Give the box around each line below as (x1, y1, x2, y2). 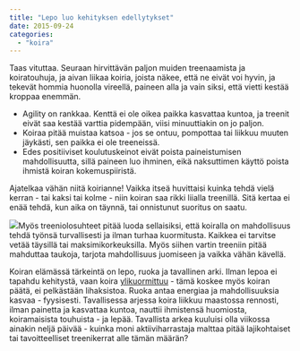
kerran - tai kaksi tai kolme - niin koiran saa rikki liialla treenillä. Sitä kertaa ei (9, 193, 291, 203)
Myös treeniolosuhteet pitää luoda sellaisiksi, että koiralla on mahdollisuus (18, 220, 291, 231)
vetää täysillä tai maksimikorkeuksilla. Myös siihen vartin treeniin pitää (9, 239, 267, 251)
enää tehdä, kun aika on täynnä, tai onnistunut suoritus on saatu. (9, 202, 248, 213)
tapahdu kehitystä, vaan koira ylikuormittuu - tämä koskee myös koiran (9, 276, 270, 287)
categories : (9, 30, 54, 39)
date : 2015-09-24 (9, 21, 74, 30)
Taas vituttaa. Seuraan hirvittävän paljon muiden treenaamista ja (9, 63, 246, 73)
